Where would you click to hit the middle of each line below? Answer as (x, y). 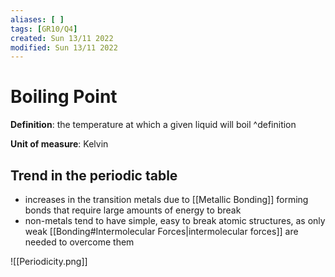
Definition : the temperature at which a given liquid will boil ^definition (153, 125)
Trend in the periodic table (94, 175)
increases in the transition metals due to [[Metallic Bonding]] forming (166, 199)
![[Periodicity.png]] (49, 261)
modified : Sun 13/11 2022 (64, 47)
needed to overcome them (79, 242)
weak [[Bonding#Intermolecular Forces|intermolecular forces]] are (161, 231)
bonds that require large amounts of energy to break (133, 210)
